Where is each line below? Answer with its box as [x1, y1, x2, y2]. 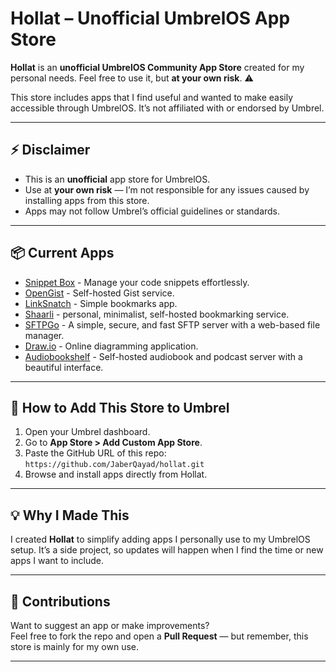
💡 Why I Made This [10, 507, 130, 524]
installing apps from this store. [24, 194, 150, 206]
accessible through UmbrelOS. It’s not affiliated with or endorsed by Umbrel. [10, 102, 325, 114]
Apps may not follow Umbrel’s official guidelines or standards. [24, 205, 281, 217]
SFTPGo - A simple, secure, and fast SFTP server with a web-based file [24, 318, 321, 331]
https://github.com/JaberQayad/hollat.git [24, 460, 205, 470]
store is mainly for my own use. [10, 641, 140, 652]
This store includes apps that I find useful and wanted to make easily [10, 91, 294, 103]
